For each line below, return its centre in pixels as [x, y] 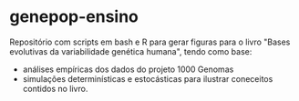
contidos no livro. [55, 88]
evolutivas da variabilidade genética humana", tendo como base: [131, 51]
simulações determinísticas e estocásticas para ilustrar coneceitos [148, 78]
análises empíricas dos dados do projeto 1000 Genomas [128, 69]
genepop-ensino [74, 17]
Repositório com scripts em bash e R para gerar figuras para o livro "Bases [150, 42]
